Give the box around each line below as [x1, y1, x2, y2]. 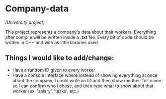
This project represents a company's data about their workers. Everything [5, 29, 157, 35]
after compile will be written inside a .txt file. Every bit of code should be [5, 34, 154, 40]
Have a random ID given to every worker [12, 67, 95, 73]
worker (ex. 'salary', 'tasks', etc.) [12, 88, 80, 94]
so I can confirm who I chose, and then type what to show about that [12, 83, 154, 89]
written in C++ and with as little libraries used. [5, 39, 99, 45]
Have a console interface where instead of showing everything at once [12, 72, 158, 78]
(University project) [5, 19, 45, 25]
